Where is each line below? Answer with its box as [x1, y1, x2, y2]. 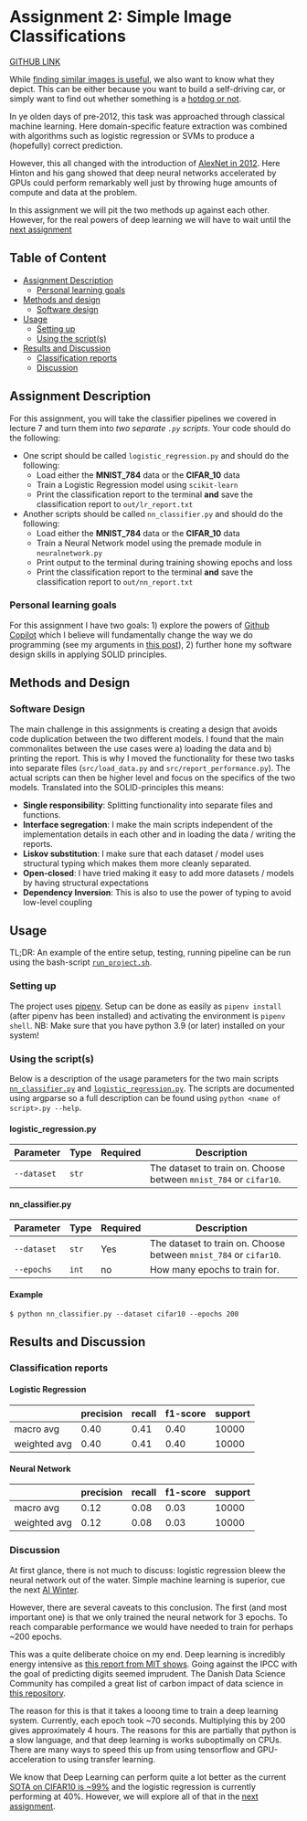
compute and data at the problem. [9, 186, 138, 197]
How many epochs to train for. [149, 1264, 281, 1276]
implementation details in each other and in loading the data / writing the [22, 829, 296, 840]
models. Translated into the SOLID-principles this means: [9, 781, 225, 792]
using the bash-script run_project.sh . [9, 957, 153, 968]
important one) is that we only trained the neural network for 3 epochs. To [9, 1611, 288, 1623]
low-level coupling [22, 896, 93, 907]
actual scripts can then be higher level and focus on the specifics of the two [9, 772, 296, 783]
